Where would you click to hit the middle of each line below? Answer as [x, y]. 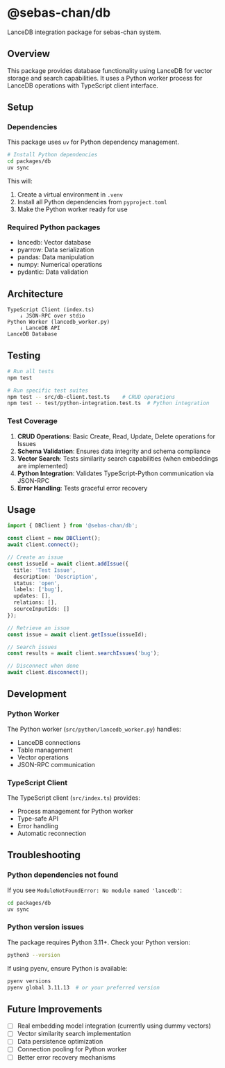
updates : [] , [32, 596]
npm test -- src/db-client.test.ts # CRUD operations [91, 397]
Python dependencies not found [63, 875]
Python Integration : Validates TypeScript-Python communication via [115, 473]
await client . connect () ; [43, 545]
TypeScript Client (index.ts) [51, 310]
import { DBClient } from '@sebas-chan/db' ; [73, 526]
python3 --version [34, 955]
